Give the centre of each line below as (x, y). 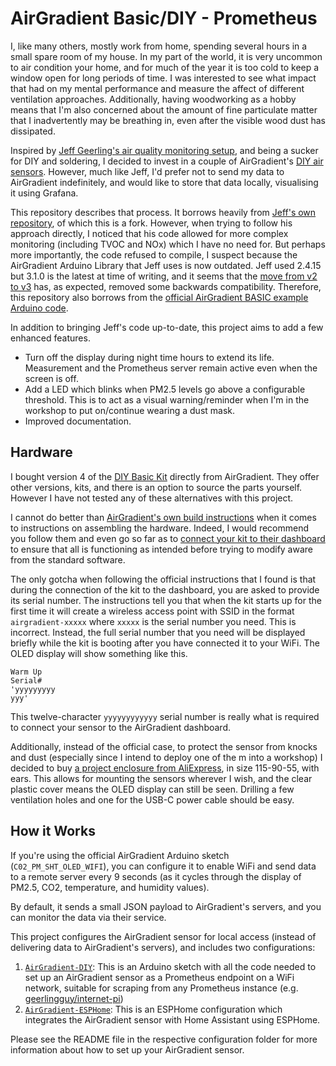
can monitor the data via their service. (88, 917)
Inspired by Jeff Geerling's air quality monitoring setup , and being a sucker (164, 150)
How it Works (53, 831)
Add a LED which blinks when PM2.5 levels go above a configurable (165, 389)
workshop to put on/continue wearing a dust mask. (130, 410)
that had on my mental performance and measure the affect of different (157, 88)
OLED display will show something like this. (99, 653)
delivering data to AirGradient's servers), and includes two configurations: (163, 947)
